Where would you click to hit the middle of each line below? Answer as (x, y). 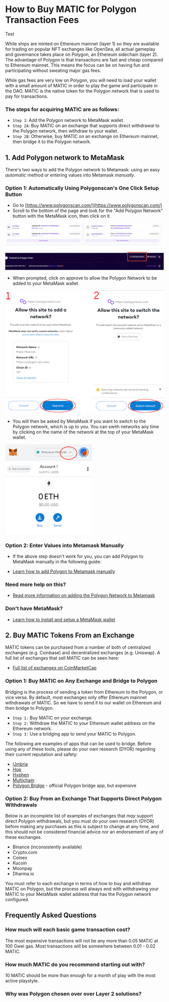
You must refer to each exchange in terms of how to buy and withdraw (78, 884)
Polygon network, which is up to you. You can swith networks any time (86, 426)
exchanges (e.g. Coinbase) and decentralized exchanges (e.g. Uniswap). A (83, 653)
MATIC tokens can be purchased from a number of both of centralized (78, 647)
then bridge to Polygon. (30, 708)
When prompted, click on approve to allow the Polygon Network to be (85, 278)
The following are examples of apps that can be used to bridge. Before (78, 744)
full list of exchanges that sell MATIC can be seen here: (62, 658)
